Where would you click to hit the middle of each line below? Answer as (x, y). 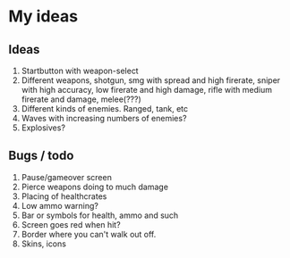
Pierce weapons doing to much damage (95, 187)
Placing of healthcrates (64, 196)
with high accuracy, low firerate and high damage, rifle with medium (146, 90)
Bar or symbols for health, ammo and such (100, 215)
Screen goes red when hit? (71, 224)
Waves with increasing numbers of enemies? (104, 118)
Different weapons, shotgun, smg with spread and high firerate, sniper (151, 80)
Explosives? (43, 128)
